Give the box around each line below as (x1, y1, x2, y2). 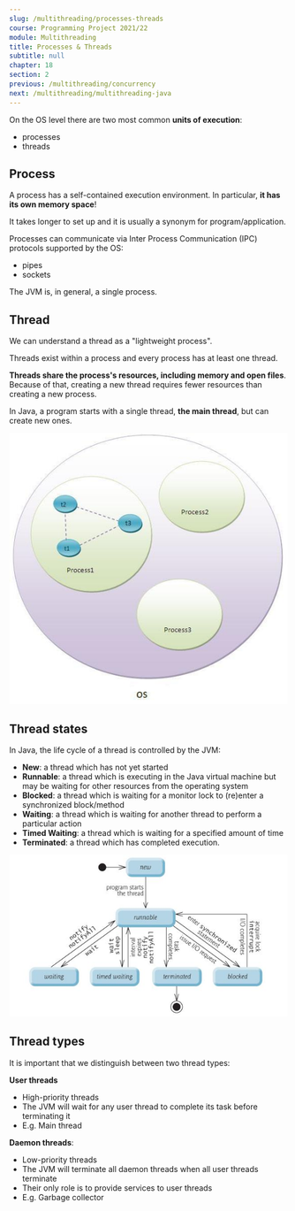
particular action (21, 818, 82, 829)
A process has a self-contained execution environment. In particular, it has (9, 190, 281, 201)
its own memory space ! (9, 199, 97, 210)
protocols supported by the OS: (9, 243, 124, 254)
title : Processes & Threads (9, 42, 113, 51)
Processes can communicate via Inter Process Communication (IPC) (9, 234, 258, 244)
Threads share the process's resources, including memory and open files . (9, 370, 287, 380)
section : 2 (9, 71, 49, 80)
